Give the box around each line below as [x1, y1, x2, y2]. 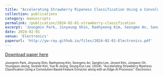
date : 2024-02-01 [5, 29, 40, 34]
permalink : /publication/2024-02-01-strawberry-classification [5, 20, 136, 25]
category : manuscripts [5, 16, 51, 21]
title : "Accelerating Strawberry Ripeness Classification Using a [5, 7, 142, 12]
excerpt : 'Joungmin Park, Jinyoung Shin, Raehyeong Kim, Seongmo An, [5, 25, 149, 30]
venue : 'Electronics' [5, 34, 49, 39]
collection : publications [5, 12, 57, 16]
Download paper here [5, 51, 49, 57]
